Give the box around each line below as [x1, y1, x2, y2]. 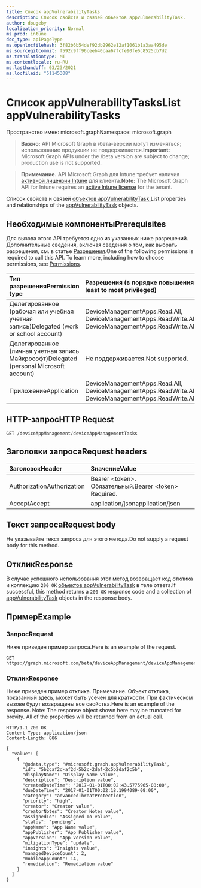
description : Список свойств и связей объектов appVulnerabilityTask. [6, 14, 186, 20]
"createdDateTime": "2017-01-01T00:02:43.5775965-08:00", [22, 782, 170, 788]
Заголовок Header [9, 464, 63, 472]
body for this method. [6, 542, 60, 549]
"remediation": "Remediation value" [22, 861, 114, 867]
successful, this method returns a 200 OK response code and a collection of [6, 588, 192, 595]
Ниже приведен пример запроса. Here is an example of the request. [6, 643, 177, 651]
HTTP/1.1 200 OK [6, 725, 47, 731]
